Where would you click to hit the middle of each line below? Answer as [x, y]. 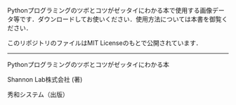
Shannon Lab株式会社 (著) [45, 79]
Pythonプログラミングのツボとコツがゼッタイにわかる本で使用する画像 [110, 10]
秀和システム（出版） [38, 94]
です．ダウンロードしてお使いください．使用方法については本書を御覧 [120, 19]
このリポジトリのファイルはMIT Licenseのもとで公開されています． [105, 43]
